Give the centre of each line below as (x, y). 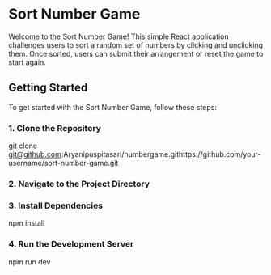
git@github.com (35, 154)
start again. (27, 62)
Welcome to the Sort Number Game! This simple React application (119, 36)
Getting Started (48, 88)
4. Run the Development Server (71, 244)
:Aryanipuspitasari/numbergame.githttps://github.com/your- (161, 154)
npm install (27, 223)
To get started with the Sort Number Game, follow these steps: (112, 107)
